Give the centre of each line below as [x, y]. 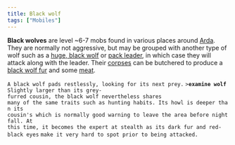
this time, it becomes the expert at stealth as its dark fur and [107, 127]
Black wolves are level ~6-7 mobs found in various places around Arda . [112, 40]
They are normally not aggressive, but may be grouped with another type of [117, 48]
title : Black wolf [34, 14]
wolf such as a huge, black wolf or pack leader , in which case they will [109, 55]
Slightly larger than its [45, 90]
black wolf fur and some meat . [52, 70]
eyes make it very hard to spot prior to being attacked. [112, 134]
